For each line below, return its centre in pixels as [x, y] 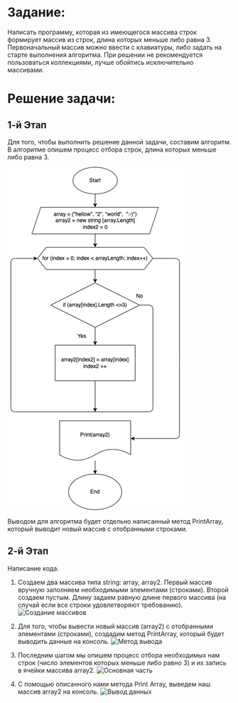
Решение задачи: [61, 99]
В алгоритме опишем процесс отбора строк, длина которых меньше [112, 149]
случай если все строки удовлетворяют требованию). [100, 605]
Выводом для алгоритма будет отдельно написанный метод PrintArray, [115, 521]
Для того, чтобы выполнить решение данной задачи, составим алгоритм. [119, 142]
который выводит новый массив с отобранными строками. [98, 529]
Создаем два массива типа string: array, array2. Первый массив [115, 582]
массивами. [26, 70]
